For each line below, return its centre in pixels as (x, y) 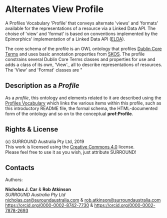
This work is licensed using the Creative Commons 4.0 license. (70, 146)
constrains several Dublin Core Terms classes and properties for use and (80, 59)
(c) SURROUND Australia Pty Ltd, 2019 (45, 141)
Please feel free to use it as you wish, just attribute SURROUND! (71, 152)
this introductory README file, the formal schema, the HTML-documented (81, 108)
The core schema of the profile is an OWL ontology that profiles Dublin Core (83, 48)
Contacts (20, 168)
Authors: (14, 180)
